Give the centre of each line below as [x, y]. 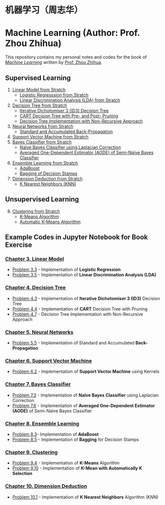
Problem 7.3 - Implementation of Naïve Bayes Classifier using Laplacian [85, 395]
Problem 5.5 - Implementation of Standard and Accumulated [73, 343]
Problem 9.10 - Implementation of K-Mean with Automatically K [77, 468]
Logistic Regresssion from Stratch [54, 95]
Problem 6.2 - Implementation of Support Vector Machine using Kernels [86, 371]
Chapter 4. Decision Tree [35, 288]
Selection [22, 473]
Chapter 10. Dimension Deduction [46, 486]
